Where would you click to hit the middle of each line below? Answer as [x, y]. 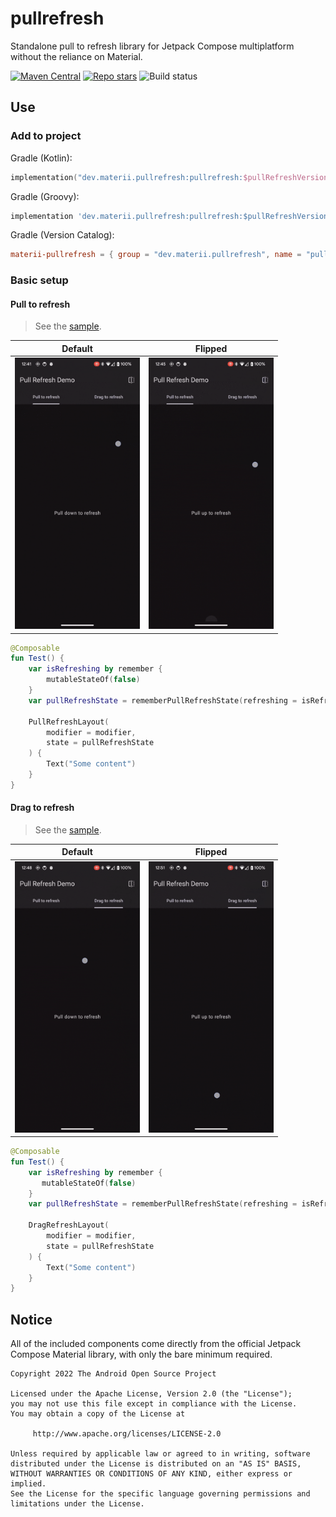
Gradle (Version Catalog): [62, 235]
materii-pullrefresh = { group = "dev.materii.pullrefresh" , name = [156, 255]
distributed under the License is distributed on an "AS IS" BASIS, [156, 1464]
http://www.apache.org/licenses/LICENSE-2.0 [127, 1434]
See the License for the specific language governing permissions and [160, 1494]
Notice [31, 1319]
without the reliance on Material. [76, 56]
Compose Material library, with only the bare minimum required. [141, 1354]
